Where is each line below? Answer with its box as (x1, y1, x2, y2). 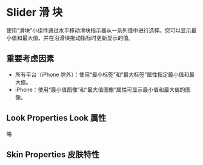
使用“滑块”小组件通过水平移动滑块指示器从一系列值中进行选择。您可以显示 (6, 27, 192, 34)
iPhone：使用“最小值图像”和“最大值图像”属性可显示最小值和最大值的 (15, 86, 185, 93)
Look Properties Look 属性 (6, 113, 107, 123)
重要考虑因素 (6, 54, 55, 64)
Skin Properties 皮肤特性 (6, 149, 100, 160)
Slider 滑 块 (6, 5, 63, 19)
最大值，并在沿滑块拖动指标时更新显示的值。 (22, 34, 134, 41)
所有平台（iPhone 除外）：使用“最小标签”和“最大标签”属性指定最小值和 (15, 71, 190, 78)
